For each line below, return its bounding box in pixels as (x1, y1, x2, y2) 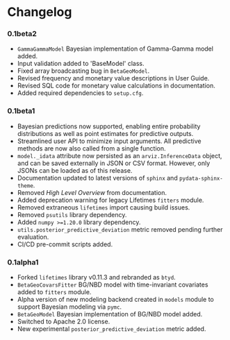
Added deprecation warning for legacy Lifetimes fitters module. (17, 196, 204, 204)
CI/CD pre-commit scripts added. (17, 240, 113, 248)
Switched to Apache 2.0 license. (17, 317, 110, 326)
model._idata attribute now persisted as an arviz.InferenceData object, (17, 151, 222, 160)
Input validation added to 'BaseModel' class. (17, 60, 145, 68)
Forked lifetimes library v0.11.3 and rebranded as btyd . (17, 273, 176, 282)
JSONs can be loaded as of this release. (17, 166, 133, 174)
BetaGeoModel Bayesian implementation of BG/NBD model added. (17, 310, 203, 318)
